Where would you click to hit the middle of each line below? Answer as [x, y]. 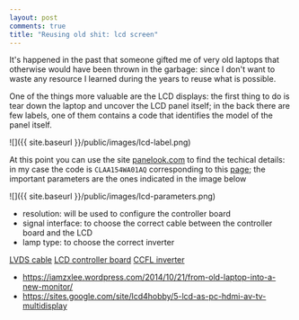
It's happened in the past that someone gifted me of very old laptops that [145, 60]
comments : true [38, 26]
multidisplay [44, 306]
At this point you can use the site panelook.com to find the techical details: [147, 160]
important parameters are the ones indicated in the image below [128, 179]
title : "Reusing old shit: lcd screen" [84, 34]
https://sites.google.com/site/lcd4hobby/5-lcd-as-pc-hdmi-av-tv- [144, 297]
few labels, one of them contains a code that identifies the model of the [141, 116]
